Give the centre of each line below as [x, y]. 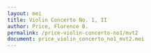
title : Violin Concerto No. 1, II [57, 20]
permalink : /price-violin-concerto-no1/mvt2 [73, 33]
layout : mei [24, 13]
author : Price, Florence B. [48, 26]
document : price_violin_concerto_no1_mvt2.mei [76, 39]
